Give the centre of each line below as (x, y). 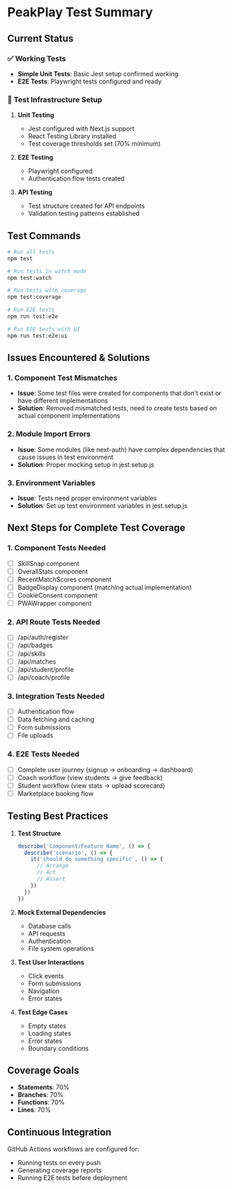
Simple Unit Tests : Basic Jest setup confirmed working (98, 73)
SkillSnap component (48, 563)
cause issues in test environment (66, 457)
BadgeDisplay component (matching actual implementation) (105, 587)
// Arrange (53, 866)
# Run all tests (31, 252)
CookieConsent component (57, 595)
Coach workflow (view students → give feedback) (90, 777)
